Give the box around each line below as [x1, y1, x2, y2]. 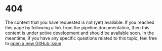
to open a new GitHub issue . [5, 40, 63, 46]
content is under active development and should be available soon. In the [5, 30, 154, 36]
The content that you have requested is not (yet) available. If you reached [5, 19, 155, 25]
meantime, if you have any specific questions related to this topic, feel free [5, 35, 157, 41]
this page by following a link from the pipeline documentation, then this [5, 24, 150, 30]
